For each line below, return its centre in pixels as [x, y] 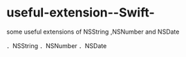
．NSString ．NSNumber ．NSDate [57, 45]
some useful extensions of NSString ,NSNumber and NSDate [93, 32]
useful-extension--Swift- [81, 13]
